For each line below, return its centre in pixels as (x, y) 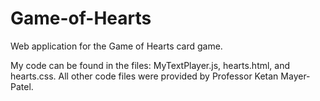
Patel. (22, 86)
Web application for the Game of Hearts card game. (116, 46)
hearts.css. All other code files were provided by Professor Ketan (144, 76)
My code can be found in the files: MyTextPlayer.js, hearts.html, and (150, 65)
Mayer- (295, 76)
